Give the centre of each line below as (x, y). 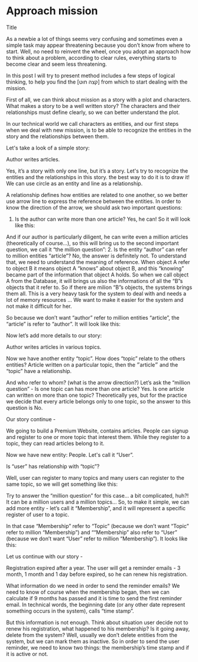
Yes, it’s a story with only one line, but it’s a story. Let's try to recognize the (97, 171)
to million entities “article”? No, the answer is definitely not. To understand (96, 256)
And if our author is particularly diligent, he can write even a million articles (97, 237)
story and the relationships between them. (58, 136)
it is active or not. (27, 654)
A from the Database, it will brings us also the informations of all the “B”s (95, 281)
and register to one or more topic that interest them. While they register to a (98, 437)
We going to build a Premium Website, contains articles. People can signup (98, 431)
